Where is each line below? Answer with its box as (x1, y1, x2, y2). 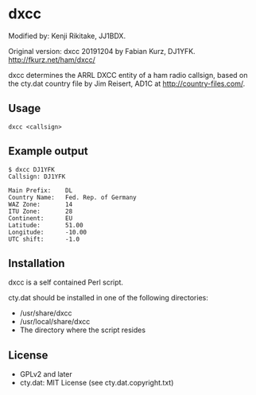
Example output (8, 145, 89, 158)
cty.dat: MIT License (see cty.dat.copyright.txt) (19, 378, 174, 388)
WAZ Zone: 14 (8, 200, 73, 208)
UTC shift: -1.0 (8, 235, 80, 243)
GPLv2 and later (19, 370, 73, 379)
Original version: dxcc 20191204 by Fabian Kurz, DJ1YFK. (8, 46, 196, 56)
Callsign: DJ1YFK (8, 172, 66, 180)
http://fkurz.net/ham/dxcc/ (8, 55, 95, 64)
